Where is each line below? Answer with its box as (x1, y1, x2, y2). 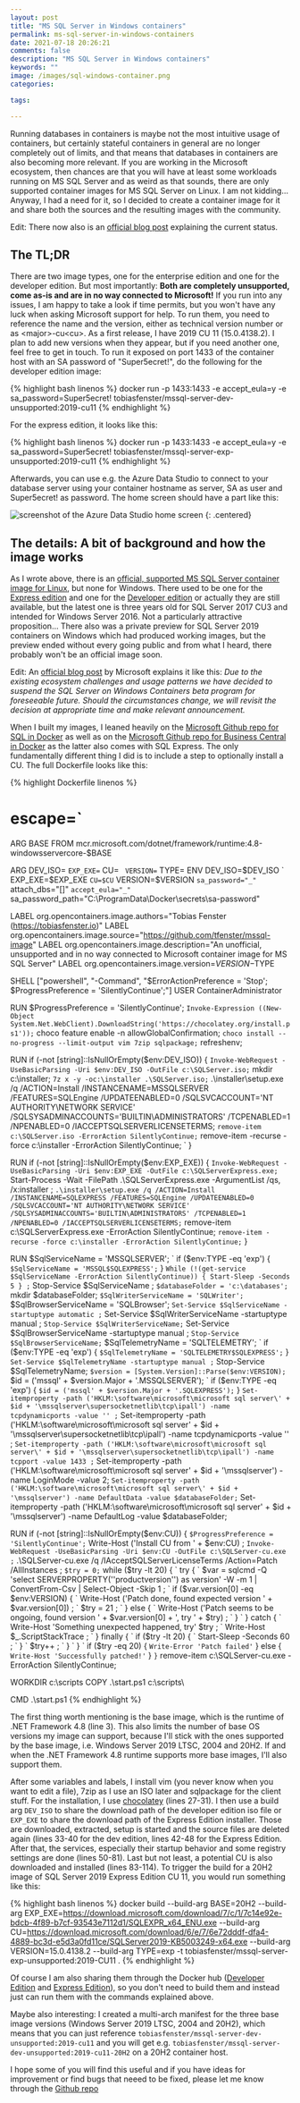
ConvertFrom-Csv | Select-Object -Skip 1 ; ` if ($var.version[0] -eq (10, 1584, 254, 1594)
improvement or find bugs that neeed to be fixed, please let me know (10, 2073, 264, 2084)
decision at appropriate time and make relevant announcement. (10, 705, 246, 715)
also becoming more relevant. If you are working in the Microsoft (10, 156, 248, 167)
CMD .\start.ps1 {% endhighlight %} (10, 1694, 142, 1705)
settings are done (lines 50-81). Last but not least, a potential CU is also (10, 1853, 273, 1863)
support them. (10, 1759, 62, 1770)
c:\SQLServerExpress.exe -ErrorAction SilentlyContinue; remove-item (10, 1227, 262, 1237)
